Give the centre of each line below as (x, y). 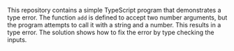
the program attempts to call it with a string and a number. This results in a (114, 25)
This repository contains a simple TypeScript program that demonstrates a (114, 10)
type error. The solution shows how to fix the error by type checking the (111, 32)
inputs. (17, 40)
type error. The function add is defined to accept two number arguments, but (117, 17)
